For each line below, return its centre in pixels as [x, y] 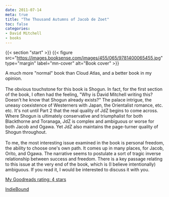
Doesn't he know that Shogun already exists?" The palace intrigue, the [78, 100]
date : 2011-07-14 [23, 10]
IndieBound [17, 189]
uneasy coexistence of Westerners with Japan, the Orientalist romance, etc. [84, 105]
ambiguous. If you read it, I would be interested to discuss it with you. [77, 169]
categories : [18, 29]
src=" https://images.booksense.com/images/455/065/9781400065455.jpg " [84, 58]
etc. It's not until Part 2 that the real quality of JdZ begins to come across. [82, 110]
